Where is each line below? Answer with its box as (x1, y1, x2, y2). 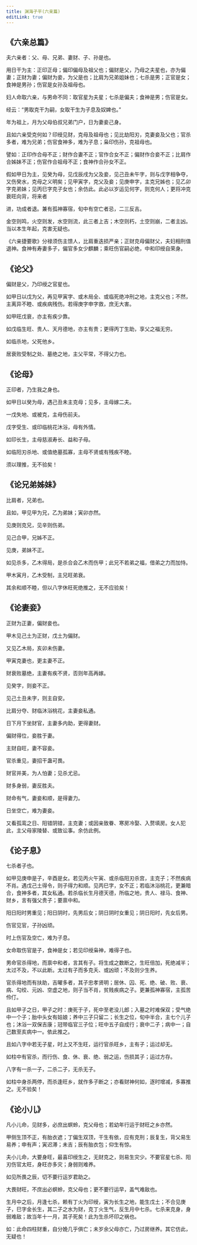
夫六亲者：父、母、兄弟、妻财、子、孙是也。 (6, 54, 114, 61)
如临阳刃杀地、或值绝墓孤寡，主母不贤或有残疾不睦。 (6, 448, 135, 456)
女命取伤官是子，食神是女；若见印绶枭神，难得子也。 (6, 947, 135, 954)
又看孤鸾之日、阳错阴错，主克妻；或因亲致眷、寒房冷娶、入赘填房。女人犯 (6, 819, 186, 826)
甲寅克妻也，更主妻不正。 (6, 657, 68, 664)
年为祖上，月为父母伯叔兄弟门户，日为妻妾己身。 (6, 119, 124, 126)
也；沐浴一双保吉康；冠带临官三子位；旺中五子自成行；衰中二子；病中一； (6, 1021, 186, 1028)
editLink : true (6, 14, 43, 20)
